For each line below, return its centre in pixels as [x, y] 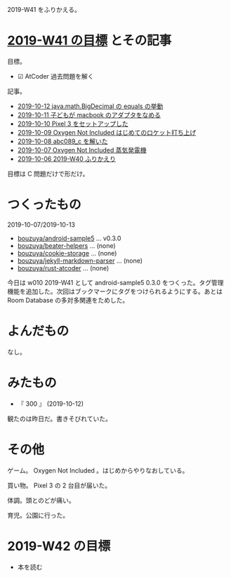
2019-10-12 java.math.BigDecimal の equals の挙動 [90, 106]
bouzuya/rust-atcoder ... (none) [63, 268]
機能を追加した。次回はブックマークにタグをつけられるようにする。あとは [115, 291]
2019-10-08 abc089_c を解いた [62, 141]
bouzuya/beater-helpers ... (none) [66, 245]
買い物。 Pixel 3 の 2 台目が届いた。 [59, 485]
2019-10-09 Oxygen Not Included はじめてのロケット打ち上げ [107, 132]
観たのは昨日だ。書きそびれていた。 [60, 419]
